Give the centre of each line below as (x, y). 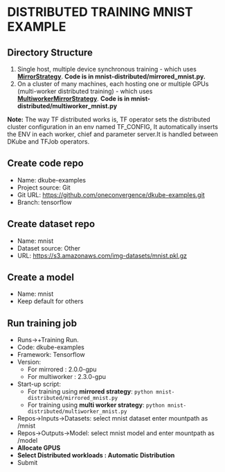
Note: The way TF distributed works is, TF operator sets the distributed (109, 119)
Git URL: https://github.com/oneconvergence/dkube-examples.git (111, 194)
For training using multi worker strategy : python (96, 405)
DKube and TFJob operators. (48, 142)
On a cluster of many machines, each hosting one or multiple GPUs (113, 84)
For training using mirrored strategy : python (90, 391)
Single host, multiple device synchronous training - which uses (107, 69)
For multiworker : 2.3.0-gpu (66, 377)
